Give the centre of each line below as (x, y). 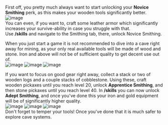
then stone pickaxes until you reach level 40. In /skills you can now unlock (82, 90)
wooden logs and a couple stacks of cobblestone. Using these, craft (76, 80)
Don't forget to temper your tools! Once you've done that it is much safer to (83, 111)
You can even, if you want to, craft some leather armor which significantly (82, 23)
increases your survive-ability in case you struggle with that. (68, 28)
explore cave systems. (28, 117)
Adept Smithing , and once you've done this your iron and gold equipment (82, 95)
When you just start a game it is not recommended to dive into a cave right (82, 43)
